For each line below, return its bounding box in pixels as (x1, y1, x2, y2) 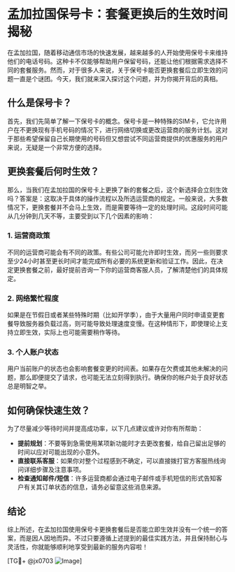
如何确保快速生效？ (7, 404, 90, 416)
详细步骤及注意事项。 (23, 466, 85, 474)
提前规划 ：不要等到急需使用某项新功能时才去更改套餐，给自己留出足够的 (17, 439, 226, 448)
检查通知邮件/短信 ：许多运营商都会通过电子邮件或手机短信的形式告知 (17, 474, 217, 482)
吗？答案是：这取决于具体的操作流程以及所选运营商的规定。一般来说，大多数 (7, 194, 228, 203)
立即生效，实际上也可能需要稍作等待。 (13, 328, 124, 336)
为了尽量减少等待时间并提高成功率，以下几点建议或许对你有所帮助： (7, 424, 204, 433)
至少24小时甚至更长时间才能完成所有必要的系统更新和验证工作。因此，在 (7, 257, 218, 265)
